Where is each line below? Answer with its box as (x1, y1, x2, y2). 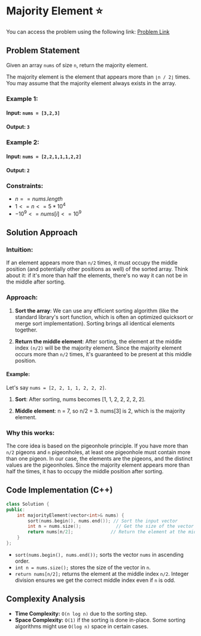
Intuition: (6, 245, 33, 253)
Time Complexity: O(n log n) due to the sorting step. (14, 610, 148, 617)
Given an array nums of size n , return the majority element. (6, 61, 148, 68)
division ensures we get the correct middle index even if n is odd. (14, 577, 175, 584)
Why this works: (6, 428, 55, 437)
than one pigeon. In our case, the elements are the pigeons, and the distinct (6, 455, 193, 462)
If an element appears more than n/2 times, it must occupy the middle (6, 259, 178, 267)
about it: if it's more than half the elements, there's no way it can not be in (6, 272, 188, 279)
